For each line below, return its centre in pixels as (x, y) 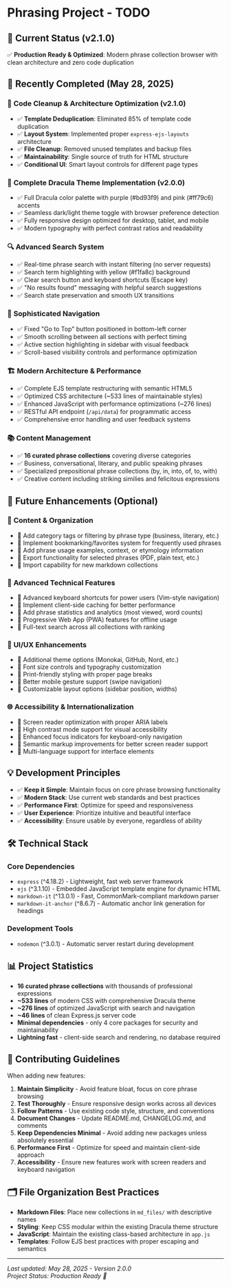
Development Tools (40, 929)
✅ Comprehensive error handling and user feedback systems (104, 419)
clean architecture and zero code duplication (70, 62)
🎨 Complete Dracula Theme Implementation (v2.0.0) (96, 183)
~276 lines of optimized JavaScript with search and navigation (106, 1008)
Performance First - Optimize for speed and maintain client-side (109, 1148)
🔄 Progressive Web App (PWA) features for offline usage (97, 620)
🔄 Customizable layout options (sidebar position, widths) (97, 689)
